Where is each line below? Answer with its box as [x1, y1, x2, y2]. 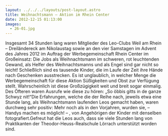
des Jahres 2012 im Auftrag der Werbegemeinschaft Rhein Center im [5, 51, 149, 57]
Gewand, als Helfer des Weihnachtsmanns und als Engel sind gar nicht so [5, 62, 159, 68]
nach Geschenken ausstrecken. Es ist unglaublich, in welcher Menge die [5, 72, 156, 78]
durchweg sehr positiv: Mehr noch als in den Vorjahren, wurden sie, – [5, 105, 150, 111]
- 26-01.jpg [10, 26, 35, 31]
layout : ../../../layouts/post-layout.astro [5, 7, 101, 13]
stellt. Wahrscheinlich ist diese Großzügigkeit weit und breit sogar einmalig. [5, 83, 162, 89]
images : [5, 21, 22, 27]
